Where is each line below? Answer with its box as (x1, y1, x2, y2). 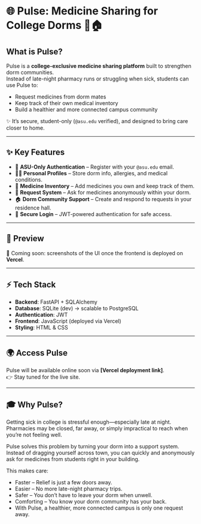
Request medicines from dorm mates (14, 93, 106, 100)
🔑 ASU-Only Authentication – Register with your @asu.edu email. (14, 163, 175, 170)
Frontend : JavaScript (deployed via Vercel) (14, 318, 121, 325)
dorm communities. (6, 69, 54, 76)
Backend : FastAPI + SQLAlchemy (14, 298, 98, 306)
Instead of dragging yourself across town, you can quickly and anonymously (6, 449, 195, 457)
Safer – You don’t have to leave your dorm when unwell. (14, 492, 153, 499)
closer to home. (6, 124, 45, 131)
